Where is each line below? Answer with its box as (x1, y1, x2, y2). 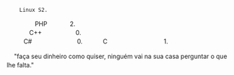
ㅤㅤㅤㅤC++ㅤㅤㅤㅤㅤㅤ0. (6, 29, 82, 36)
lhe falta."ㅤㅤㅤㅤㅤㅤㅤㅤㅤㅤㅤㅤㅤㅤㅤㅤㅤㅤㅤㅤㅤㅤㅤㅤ (6, 61, 170, 69)
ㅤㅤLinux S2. (9, 6, 48, 13)
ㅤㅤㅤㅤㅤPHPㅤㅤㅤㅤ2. (6, 20, 76, 28)
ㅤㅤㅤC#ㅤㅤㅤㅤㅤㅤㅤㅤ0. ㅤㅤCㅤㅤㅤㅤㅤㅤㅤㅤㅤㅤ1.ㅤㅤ (6, 37, 180, 46)
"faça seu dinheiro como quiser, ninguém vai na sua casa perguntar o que (13, 52, 228, 60)
